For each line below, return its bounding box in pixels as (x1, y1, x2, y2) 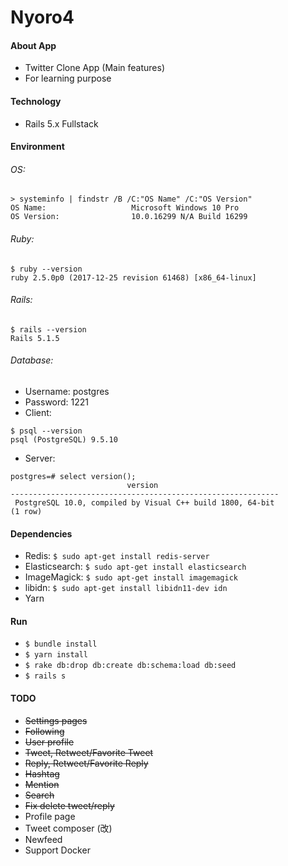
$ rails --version (10, 324, 87, 335)
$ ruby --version (10, 264, 83, 274)
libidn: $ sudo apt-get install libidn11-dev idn (24, 582, 228, 594)
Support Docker (24, 844, 91, 856)
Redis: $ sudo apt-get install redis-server (24, 550, 210, 562)
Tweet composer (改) (24, 822, 113, 834)
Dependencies (10, 527, 73, 540)
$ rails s (24, 671, 67, 681)
